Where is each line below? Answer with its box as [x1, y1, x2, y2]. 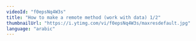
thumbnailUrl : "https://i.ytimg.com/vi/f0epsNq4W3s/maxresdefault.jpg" [6, 20, 191, 26]
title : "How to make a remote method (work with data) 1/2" [6, 14, 162, 20]
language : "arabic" [6, 25, 56, 32]
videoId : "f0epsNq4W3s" [6, 8, 67, 15]
